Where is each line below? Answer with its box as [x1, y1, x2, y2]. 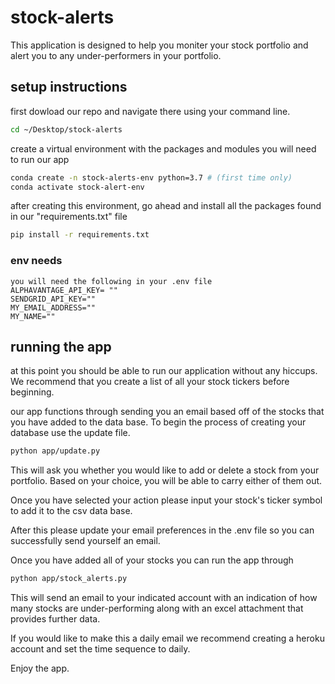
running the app [10, 338, 112, 355]
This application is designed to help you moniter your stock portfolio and [10, 39, 309, 51]
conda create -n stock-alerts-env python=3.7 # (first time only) [10, 172, 293, 183]
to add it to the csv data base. [10, 505, 133, 517]
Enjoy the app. [10, 662, 70, 675]
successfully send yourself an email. [10, 535, 161, 547]
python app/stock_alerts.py [10, 574, 128, 584]
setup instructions [10, 79, 128, 96]
